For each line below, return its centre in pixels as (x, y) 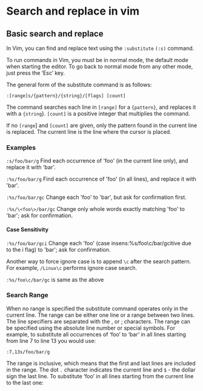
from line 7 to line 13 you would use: (51, 341)
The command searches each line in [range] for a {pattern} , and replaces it (101, 107)
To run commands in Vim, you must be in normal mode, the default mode (98, 60)
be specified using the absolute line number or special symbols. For (91, 328)
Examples (21, 147)
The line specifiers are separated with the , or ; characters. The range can (98, 321)
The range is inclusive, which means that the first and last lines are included (101, 363)
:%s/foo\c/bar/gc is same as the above (55, 279)
